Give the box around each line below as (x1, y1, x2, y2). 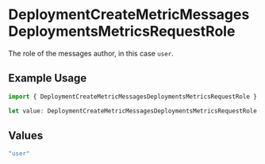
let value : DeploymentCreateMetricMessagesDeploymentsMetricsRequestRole (8, 107, 258, 115)
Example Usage (8, 71, 87, 85)
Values (8, 128, 44, 142)
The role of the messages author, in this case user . (8, 48, 175, 58)
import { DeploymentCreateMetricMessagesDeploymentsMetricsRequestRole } (8, 93, 258, 101)
